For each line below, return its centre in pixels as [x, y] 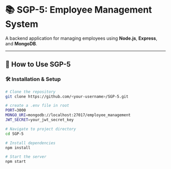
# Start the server [26, 157]
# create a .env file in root [37, 106]
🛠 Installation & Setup [33, 79]
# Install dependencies [31, 143]
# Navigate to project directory [41, 129]
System [22, 24]
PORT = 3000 [16, 110]
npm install [18, 148]
